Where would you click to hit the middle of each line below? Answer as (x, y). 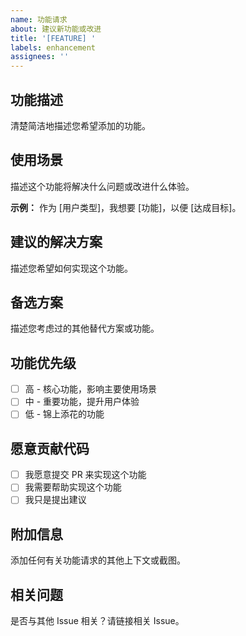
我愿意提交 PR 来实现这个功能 (85, 475)
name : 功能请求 (39, 19)
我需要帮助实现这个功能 (73, 487)
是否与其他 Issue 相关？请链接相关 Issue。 (97, 620)
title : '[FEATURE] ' (53, 38)
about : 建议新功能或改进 (56, 29)
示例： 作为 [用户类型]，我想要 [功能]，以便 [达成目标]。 (126, 207)
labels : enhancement (53, 47)
